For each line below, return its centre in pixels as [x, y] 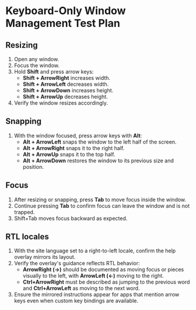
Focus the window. [37, 65]
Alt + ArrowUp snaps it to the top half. [69, 154]
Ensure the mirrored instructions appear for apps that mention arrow [97, 295]
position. [33, 166]
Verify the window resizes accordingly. [61, 103]
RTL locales [27, 237]
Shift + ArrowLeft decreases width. [66, 84]
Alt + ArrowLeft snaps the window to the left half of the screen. [99, 142]
